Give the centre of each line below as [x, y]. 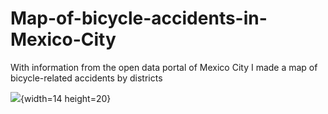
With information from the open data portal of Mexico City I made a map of [164, 67]
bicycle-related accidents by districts [86, 78]
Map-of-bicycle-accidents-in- [139, 18]
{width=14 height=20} [66, 98]
